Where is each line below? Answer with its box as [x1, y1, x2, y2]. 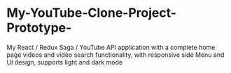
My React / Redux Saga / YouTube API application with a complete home [6, 43, 216, 51]
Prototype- [6, 20, 72, 36]
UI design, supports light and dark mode [6, 58, 123, 66]
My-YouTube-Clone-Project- [6, 5, 176, 21]
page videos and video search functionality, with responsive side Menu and [6, 51, 225, 59]
